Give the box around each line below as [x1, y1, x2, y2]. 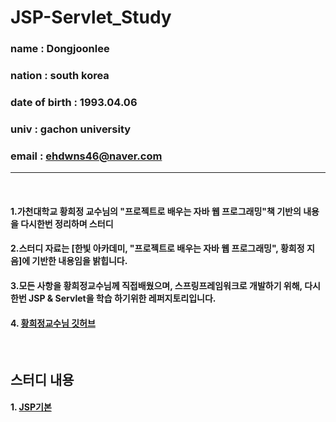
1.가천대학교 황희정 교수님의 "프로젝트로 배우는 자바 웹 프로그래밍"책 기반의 [10, 205, 302, 217]
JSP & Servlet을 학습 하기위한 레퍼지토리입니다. [28, 292, 217, 304]
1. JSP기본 [10, 401, 52, 413]
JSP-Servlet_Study [10, 6, 172, 29]
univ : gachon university [10, 122, 132, 136]
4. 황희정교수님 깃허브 [10, 317, 96, 329]
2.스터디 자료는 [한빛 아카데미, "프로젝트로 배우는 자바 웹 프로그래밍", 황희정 [10, 242, 305, 255]
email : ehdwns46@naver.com [10, 149, 163, 163]
